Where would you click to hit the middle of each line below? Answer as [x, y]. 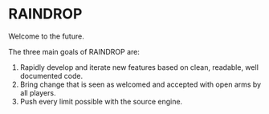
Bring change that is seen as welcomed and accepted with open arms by [141, 84]
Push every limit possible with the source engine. [101, 101]
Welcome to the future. [46, 36]
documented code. [51, 75]
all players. [38, 92]
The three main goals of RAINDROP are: [74, 51]
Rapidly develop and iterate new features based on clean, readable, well [139, 67]
